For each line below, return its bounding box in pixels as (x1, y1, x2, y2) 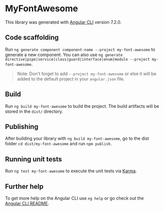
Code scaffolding (5, 33, 59, 42)
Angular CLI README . (5, 201, 49, 206)
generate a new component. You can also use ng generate (5, 52, 123, 57)
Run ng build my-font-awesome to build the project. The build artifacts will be (5, 103, 160, 109)
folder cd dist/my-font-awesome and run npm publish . (5, 141, 112, 147)
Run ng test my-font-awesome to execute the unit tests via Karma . (5, 168, 137, 174)
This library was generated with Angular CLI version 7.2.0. (5, 19, 121, 25)
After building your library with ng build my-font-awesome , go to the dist (5, 135, 149, 141)
